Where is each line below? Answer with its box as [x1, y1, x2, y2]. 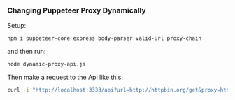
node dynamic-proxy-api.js [7, 61, 86, 68]
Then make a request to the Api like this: [7, 73, 124, 82]
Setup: [7, 22, 27, 30]
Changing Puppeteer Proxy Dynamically [7, 6, 146, 15]
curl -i [7, 87, 30, 94]
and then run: [7, 48, 46, 56]
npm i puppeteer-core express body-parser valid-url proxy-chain [7, 35, 201, 42]
